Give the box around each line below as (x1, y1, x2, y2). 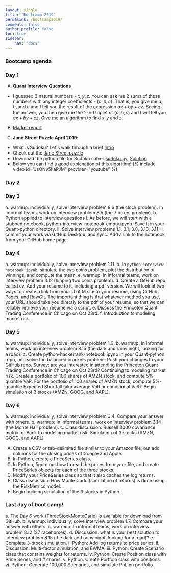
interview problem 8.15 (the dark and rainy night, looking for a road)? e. (5, 535, 155, 541)
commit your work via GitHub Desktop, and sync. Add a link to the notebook (5, 231, 165, 238)
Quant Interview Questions (12, 83, 71, 89)
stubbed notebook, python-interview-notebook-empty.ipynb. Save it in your (5, 221, 165, 227)
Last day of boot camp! (5, 501, 64, 508)
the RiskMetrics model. (12, 483, 61, 489)
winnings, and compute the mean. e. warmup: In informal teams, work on (5, 272, 159, 278)
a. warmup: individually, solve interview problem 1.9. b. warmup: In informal (5, 340, 164, 346)
